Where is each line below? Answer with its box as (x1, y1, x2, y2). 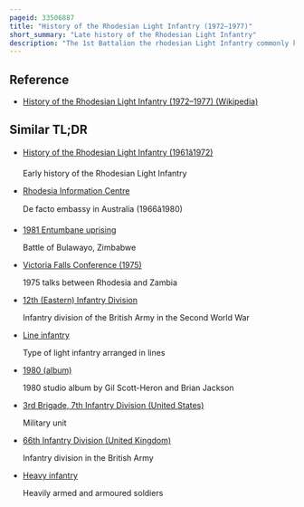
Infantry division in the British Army (22, 452, 154, 463)
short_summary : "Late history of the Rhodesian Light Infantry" (9, 30, 257, 39)
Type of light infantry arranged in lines (22, 347, 166, 358)
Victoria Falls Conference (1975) (22, 259, 142, 270)
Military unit (22, 417, 67, 428)
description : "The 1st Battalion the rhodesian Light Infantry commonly (9, 38, 290, 48)
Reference (9, 72, 70, 87)
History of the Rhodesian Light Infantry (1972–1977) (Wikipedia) (22, 96, 259, 107)
